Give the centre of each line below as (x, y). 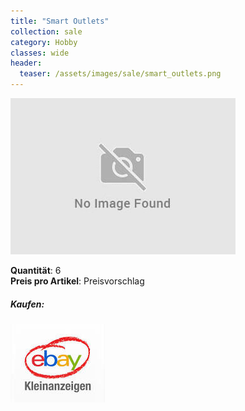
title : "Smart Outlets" (60, 21)
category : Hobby (44, 42)
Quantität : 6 (36, 270)
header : (26, 63)
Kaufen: (27, 304)
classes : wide (40, 53)
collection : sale (46, 31)
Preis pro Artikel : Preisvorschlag (77, 281)
